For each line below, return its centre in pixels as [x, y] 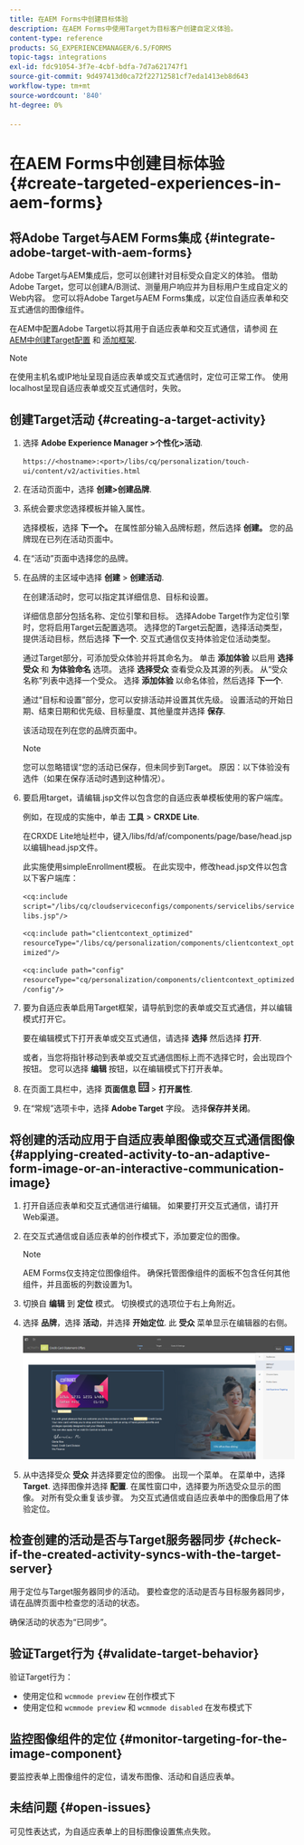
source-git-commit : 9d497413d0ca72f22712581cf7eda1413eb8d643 [129, 77]
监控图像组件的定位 [63, 1739]
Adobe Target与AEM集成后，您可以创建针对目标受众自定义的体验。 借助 [144, 275]
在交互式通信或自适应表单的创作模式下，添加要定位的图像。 [133, 1236]
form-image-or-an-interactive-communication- [147, 1168]
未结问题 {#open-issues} [81, 1807]
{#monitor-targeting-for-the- [203, 1739]
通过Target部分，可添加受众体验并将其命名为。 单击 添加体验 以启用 [149, 658]
